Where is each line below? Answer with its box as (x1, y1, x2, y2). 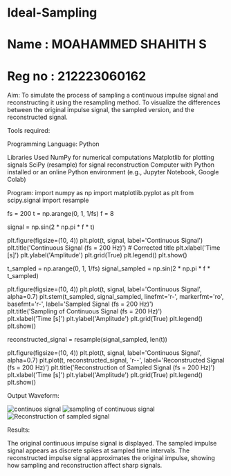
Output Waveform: (7, 392, 60, 400)
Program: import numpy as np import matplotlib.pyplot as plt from (7, 189, 194, 197)
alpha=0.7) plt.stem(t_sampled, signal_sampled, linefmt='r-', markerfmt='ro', (7, 293, 224, 301)
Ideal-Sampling (7, 5, 98, 21)
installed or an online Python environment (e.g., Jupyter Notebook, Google (7, 168, 219, 176)
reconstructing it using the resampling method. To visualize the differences (7, 98, 221, 107)
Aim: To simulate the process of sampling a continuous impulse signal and (7, 91, 219, 100)
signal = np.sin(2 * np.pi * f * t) (7, 223, 95, 231)
